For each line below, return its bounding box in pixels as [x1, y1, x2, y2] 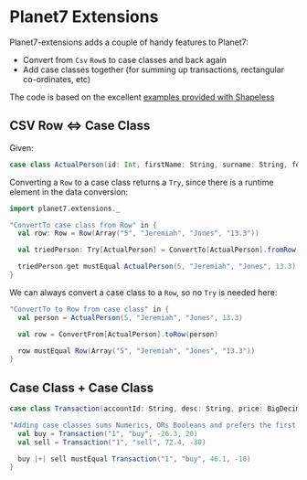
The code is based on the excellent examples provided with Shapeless [9, 91, 275, 102]
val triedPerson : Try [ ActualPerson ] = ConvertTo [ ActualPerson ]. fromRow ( [17, 245, 301, 255]
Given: [9, 142, 34, 153]
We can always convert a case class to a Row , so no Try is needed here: [9, 286, 278, 298]
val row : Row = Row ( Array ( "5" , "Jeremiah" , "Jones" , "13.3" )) [17, 229, 259, 239]
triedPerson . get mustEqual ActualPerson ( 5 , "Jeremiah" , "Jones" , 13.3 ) [17, 262, 297, 272]
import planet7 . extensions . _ [9, 204, 121, 213]
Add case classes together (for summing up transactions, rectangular [22, 64, 285, 75]
